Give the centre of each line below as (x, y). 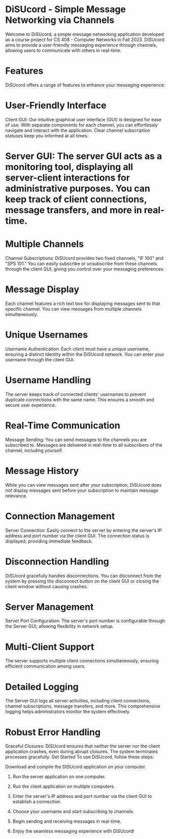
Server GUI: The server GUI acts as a (84, 156)
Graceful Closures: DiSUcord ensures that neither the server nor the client (83, 746)
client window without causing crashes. (47, 586)
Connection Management (60, 516)
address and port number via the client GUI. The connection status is (77, 535)
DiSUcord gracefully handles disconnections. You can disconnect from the (83, 576)
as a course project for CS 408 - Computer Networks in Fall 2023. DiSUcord (85, 40)
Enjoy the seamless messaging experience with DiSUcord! (73, 831)
